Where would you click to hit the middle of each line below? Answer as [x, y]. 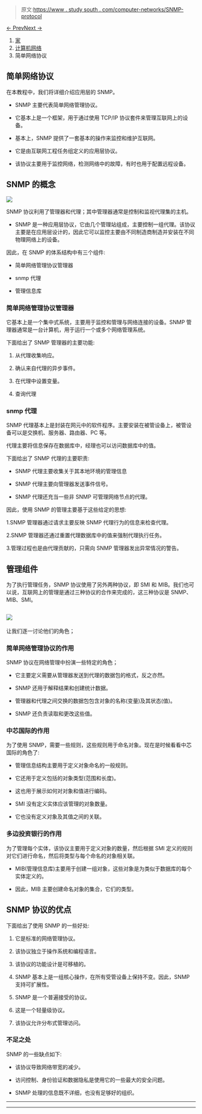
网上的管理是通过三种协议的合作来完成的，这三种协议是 [101, 592]
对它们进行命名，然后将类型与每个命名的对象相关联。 [72, 856]
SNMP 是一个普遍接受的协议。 [52, 997]
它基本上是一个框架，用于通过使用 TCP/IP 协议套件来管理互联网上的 [99, 118]
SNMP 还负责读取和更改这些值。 [55, 714]
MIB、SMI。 [21, 600]
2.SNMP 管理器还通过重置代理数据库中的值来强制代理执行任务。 [86, 535]
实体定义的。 [31, 876]
